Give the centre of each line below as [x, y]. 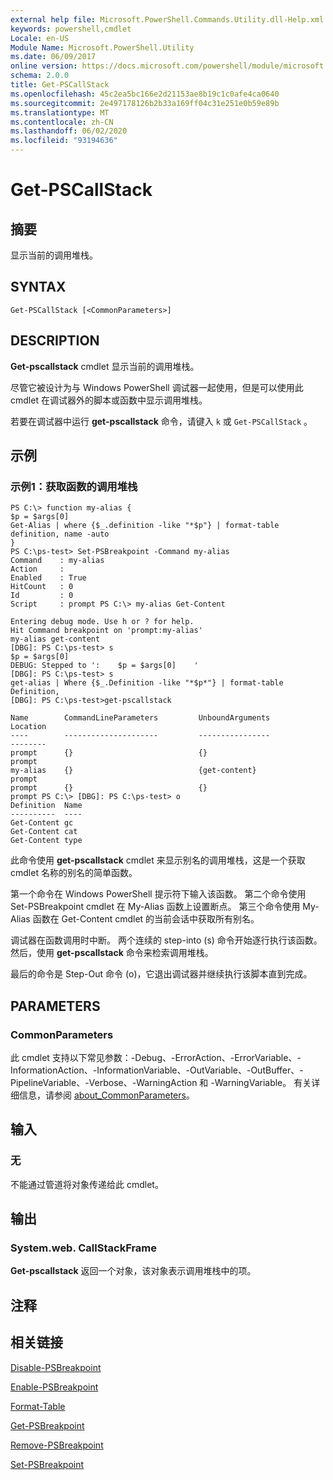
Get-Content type [46, 841]
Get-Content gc [42, 823]
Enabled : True [48, 578]
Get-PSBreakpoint [47, 1425]
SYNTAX [38, 287]
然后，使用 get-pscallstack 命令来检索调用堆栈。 [112, 953]
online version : [44, 66]
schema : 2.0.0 [40, 76]
